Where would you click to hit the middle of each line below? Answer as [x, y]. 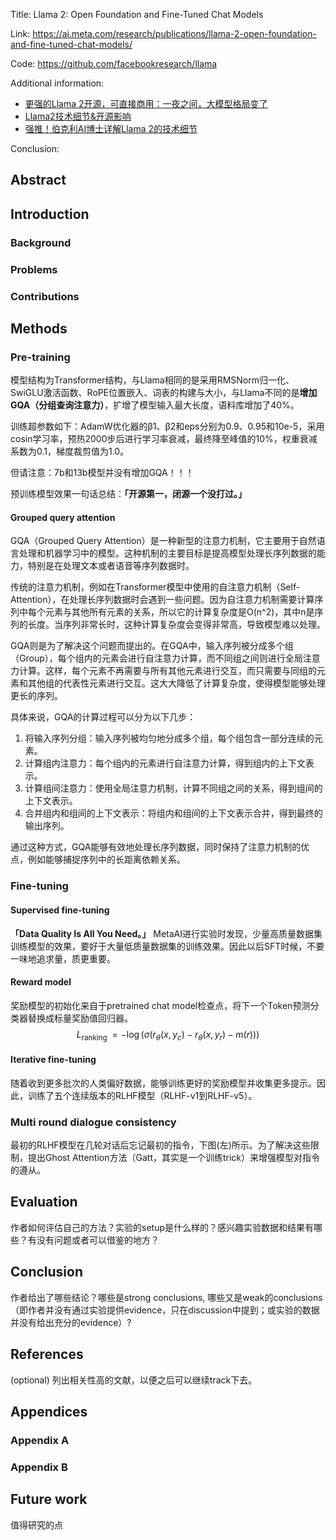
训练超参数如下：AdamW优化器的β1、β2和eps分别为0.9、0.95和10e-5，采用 [167, 426]
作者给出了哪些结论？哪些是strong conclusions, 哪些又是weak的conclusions [166, 1297]
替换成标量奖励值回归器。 [80, 1018]
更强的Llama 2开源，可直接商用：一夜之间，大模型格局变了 [146, 103]
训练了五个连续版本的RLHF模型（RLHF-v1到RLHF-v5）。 [142, 1095]
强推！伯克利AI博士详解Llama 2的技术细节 [111, 128]
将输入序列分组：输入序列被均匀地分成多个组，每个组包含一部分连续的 [169, 738]
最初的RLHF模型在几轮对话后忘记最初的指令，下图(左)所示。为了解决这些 [160, 1145]
